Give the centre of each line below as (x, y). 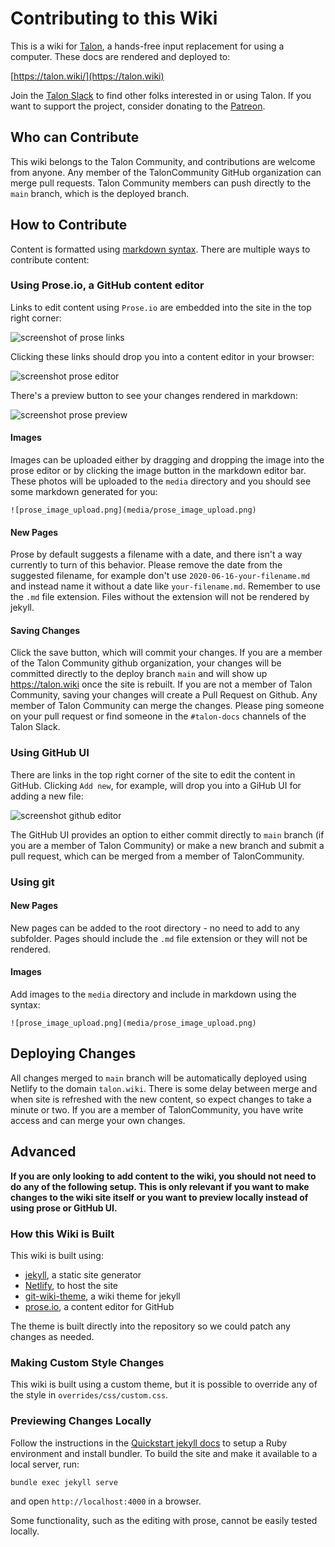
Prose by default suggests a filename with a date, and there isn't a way (156, 554)
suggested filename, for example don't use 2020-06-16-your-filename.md (160, 576)
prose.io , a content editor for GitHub (99, 1307)
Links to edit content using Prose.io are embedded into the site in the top (161, 307)
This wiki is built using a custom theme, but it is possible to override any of (164, 1384)
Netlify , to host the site (71, 1286)
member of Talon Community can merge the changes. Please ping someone (167, 706)
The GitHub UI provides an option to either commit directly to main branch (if (167, 834)
